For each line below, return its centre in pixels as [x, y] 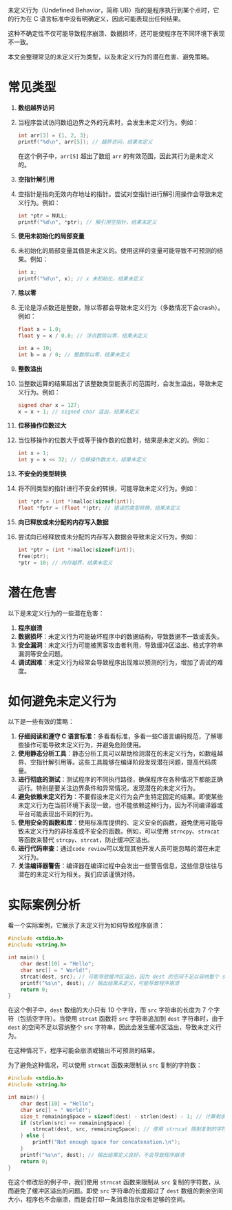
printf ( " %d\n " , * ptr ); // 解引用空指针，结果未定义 [87, 222]
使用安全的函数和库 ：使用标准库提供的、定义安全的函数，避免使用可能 [117, 823]
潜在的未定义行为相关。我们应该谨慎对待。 [78, 874]
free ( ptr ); [33, 556]
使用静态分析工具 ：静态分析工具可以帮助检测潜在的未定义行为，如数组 [117, 753]
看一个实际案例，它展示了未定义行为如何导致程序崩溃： [86, 925]
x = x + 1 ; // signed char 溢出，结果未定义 [78, 412]
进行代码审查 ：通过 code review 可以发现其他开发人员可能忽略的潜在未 [116, 849]
